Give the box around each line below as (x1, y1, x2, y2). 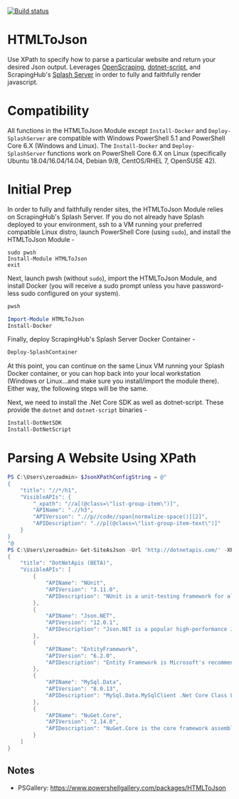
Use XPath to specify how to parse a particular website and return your (7, 55, 216, 63)
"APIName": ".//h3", (33, 507, 94, 514)
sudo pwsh (7, 249, 37, 256)
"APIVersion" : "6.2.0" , (45, 652, 116, 660)
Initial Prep (7, 181, 73, 198)
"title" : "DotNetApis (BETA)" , (20, 559, 113, 567)
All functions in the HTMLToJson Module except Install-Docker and (7, 126, 208, 134)
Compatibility (7, 103, 90, 119)
